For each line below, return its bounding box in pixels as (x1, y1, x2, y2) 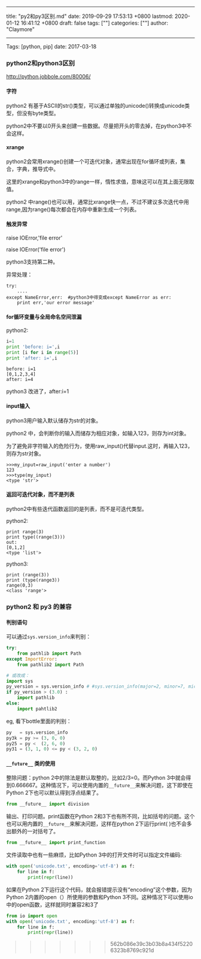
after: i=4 (6, 376, 33, 382)
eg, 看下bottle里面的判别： (6, 717, 72, 725)
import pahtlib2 (17, 706, 58, 712)
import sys (6, 678, 33, 684)
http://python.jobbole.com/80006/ (6, 73, 91, 80)
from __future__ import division (6, 801, 90, 807)
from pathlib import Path (17, 651, 82, 657)
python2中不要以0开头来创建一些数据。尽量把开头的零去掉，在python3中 (6, 122, 187, 129)
